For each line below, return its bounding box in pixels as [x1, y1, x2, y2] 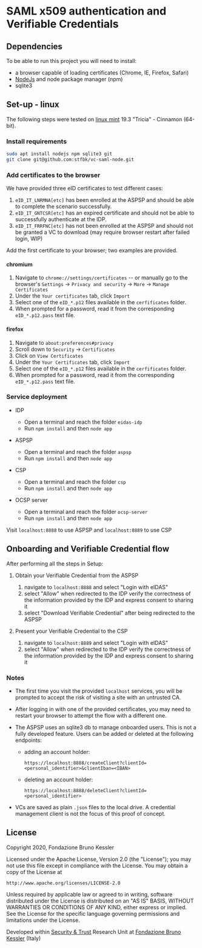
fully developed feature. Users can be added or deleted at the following [15, 730, 194, 737]
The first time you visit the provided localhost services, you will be [15, 687, 183, 695]
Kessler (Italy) [6, 935, 41, 942]
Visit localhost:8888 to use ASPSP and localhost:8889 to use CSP [6, 526, 172, 533]
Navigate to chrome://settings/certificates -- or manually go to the [15, 274, 188, 281]
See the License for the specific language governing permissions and [6, 910, 180, 917]
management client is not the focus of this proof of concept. [15, 810, 166, 817]
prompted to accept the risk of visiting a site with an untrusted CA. [15, 693, 181, 701]
